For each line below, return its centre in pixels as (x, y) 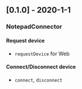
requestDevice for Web (42, 54)
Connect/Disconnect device (41, 67)
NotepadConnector (34, 27)
